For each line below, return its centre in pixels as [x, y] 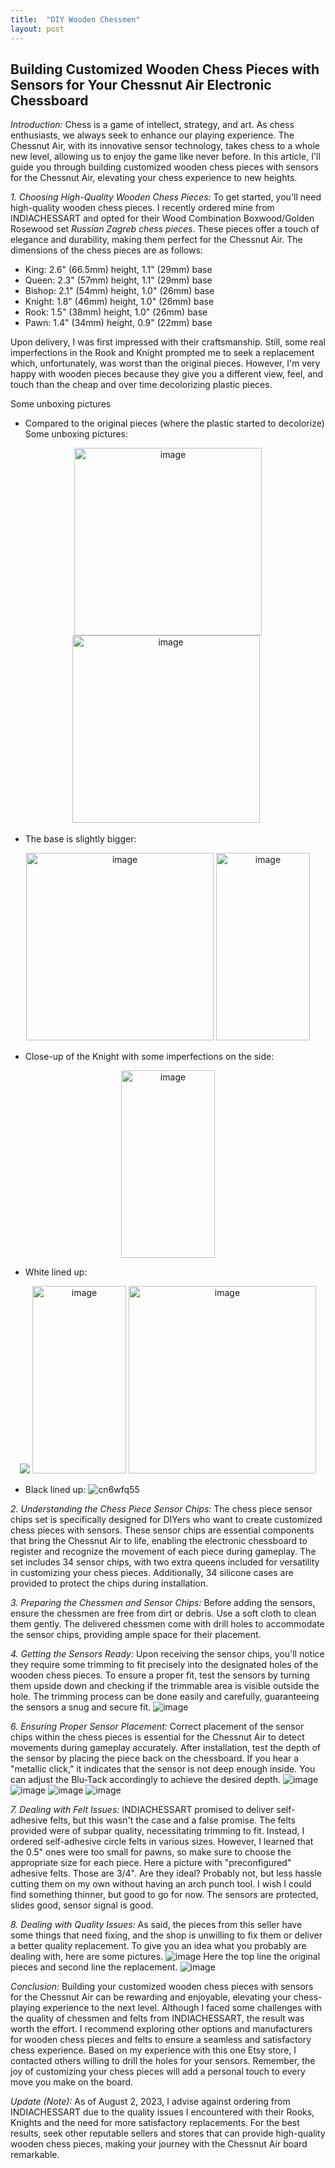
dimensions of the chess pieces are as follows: [106, 250]
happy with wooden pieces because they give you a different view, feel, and [166, 374]
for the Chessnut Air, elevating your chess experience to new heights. [154, 178]
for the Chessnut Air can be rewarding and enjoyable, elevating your [151, 1997]
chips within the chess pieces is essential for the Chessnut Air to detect [157, 1737]
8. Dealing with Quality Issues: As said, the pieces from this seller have [156, 1925]
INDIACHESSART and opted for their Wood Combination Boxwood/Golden [162, 218]
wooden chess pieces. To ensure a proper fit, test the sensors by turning [160, 1675]
